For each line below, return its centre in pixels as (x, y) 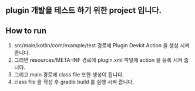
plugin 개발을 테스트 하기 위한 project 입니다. (84, 10)
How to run (26, 31)
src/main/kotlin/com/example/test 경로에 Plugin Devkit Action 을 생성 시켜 (102, 45)
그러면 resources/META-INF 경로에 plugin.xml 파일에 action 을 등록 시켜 (98, 60)
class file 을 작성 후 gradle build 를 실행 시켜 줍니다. (74, 82)
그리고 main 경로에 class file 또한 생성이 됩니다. (69, 75)
